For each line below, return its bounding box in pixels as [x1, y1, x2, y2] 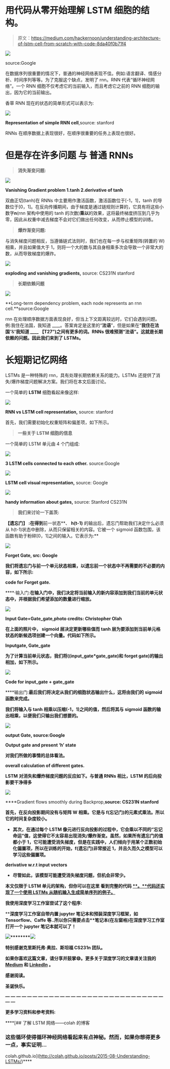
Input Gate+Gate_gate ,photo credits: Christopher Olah [5, 615, 122, 621]
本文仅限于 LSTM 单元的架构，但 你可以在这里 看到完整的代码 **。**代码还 [5, 883, 160, 889]
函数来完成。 [5, 695, 32, 701]
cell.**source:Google [5, 305, 49, 311]
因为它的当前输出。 [14, 89, 54, 95]
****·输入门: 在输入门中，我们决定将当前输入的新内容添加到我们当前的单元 [5, 590, 159, 596]
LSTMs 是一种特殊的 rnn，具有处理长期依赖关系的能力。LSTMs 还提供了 [5, 372, 156, 378]
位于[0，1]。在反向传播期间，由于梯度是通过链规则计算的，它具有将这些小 [9, 203, 164, 210]
